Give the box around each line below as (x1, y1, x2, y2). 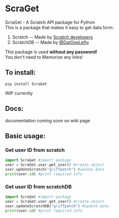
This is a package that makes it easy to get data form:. (5, 24, 115, 30)
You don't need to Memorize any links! (5, 54, 83, 60)
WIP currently (5, 90, 33, 96)
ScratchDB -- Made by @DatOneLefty (12, 39, 89, 45)
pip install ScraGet (5, 81, 48, 86)
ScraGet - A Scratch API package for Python (5, 19, 95, 25)
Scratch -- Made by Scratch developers (12, 34, 93, 40)
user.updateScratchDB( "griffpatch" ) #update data (5, 203, 109, 209)
